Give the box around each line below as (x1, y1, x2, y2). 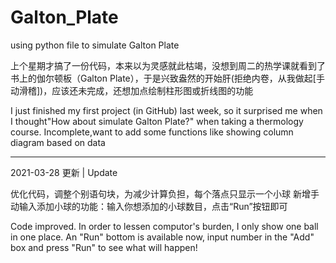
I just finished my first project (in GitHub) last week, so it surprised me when (10, 104, 323, 116)
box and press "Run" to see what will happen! (10, 241, 198, 253)
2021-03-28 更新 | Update (10, 166, 118, 178)
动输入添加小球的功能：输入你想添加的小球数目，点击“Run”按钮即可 (10, 200, 288, 212)
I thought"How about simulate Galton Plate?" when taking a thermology (10, 115, 304, 127)
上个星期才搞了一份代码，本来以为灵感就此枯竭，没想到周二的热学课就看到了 (10, 59, 326, 71)
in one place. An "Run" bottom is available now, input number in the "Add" (10, 231, 315, 243)
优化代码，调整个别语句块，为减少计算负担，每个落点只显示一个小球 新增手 (10, 187, 320, 200)
